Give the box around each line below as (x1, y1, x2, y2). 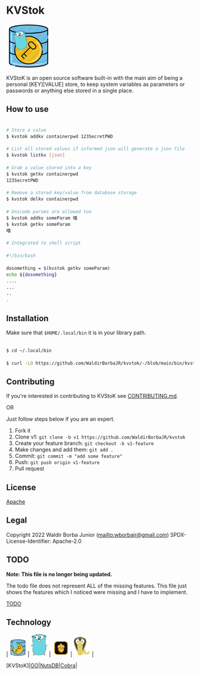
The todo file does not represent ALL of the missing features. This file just (6, 582, 187, 589)
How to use (6, 104, 49, 114)
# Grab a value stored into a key (6, 164, 92, 170)
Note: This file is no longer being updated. (6, 570, 112, 578)
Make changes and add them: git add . (14, 446, 114, 453)
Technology (6, 617, 52, 627)
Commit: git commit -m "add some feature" (14, 452, 123, 459)
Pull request (14, 465, 45, 472)
